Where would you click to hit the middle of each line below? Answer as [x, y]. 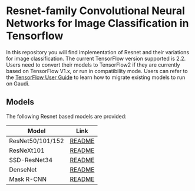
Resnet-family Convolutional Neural [96, 11]
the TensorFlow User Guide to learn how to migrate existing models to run [96, 77]
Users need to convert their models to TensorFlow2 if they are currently [93, 65]
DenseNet [23, 169]
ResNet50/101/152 [37, 141]
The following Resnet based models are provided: [66, 116]
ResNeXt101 [27, 150]
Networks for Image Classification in [97, 23]
